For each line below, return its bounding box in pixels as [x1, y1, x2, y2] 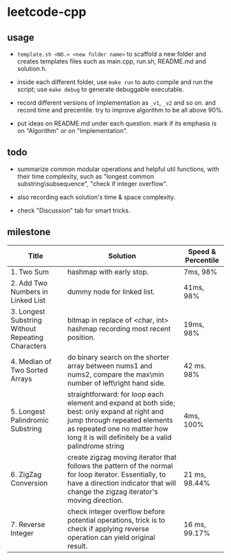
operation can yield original [67, 532, 156, 542]
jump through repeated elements [67, 415, 173, 425]
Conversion [10, 478, 48, 488]
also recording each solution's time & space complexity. [16, 192, 176, 201]
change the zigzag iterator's [67, 487, 158, 497]
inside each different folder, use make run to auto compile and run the [16, 78, 213, 86]
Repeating [10, 332, 44, 342]
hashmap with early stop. [67, 267, 149, 277]
